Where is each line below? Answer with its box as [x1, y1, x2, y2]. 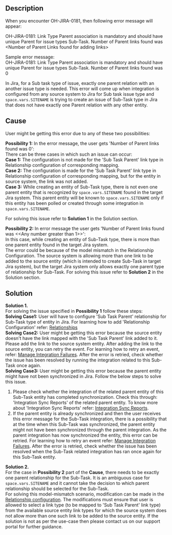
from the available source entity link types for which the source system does [5, 507, 167, 513]
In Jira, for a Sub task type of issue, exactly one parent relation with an [5, 80, 155, 86]
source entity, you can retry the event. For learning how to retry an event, [5, 346, 160, 352]
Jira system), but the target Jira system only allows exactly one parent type [5, 263, 164, 269]
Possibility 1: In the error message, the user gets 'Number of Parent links [5, 140, 160, 146]
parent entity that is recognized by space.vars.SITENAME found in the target [5, 189, 163, 195]
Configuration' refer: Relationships [5, 325, 78, 331]
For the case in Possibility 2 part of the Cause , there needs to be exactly [5, 469, 160, 476]
